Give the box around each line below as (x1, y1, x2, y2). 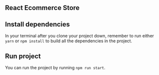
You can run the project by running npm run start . (5, 65, 106, 71)
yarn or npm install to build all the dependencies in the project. (5, 38, 132, 44)
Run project (5, 52, 41, 60)
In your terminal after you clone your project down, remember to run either (5, 33, 154, 39)
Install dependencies (5, 20, 70, 28)
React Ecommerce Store (5, 4, 80, 12)
